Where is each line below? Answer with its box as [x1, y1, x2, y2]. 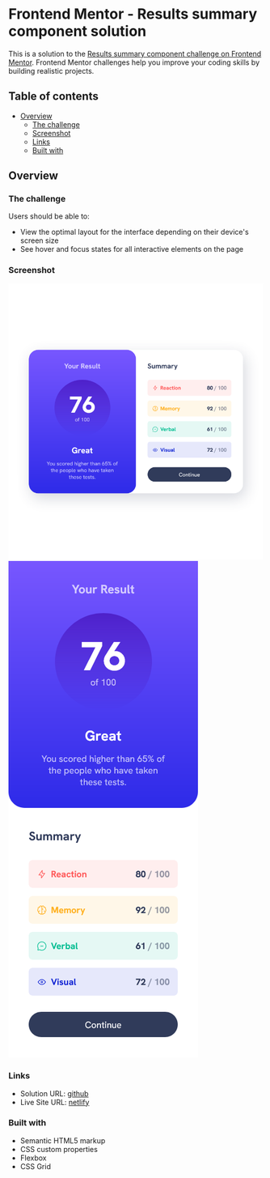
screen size [19, 236, 59, 245]
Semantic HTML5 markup [19, 1135, 106, 1146]
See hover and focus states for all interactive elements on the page [19, 245, 244, 254]
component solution [8, 22, 147, 40]
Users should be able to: [8, 211, 91, 221]
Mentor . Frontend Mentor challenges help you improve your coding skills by [8, 57, 260, 67]
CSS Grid [19, 1161, 51, 1171]
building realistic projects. [8, 66, 95, 75]
